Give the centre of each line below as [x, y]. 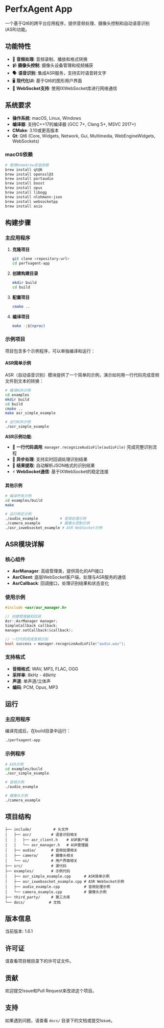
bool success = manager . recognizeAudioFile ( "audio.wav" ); [65, 644]
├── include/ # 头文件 [37, 829]
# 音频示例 [15, 782]
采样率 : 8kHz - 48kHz [34, 675]
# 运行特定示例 [18, 514]
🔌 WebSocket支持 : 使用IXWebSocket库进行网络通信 [65, 88]
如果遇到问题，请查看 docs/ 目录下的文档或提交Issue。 [60, 1020]
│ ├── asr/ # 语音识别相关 [41, 835]
